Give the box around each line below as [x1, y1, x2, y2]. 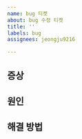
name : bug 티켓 [7, 10, 48, 17]
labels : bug [7, 29, 41, 37]
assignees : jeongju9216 [7, 36, 76, 43]
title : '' [7, 23, 36, 30]
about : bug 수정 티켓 [7, 17, 63, 24]
